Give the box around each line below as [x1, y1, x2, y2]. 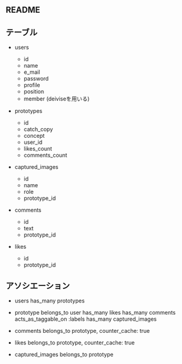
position [23, 88, 44, 95]
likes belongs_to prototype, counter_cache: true [14, 339, 135, 346]
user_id [23, 138, 43, 146]
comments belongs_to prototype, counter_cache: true [14, 327, 150, 335]
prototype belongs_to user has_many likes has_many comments [14, 309, 176, 316]
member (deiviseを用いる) [23, 95, 90, 102]
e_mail [23, 68, 40, 76]
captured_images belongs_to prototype [14, 351, 114, 359]
